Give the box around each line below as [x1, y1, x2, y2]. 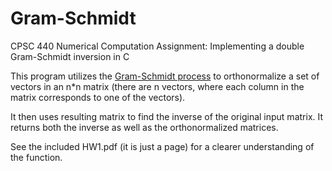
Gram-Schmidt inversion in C [10, 50, 130, 62]
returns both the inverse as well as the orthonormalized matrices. [10, 121, 279, 133]
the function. [10, 151, 63, 163]
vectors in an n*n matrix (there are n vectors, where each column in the [10, 80, 305, 92]
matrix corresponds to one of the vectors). [10, 91, 186, 103]
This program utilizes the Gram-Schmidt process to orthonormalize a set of [10, 70, 320, 82]
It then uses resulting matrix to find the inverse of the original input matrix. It [10, 110, 324, 122]
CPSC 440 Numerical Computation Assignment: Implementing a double [10, 40, 305, 52]
